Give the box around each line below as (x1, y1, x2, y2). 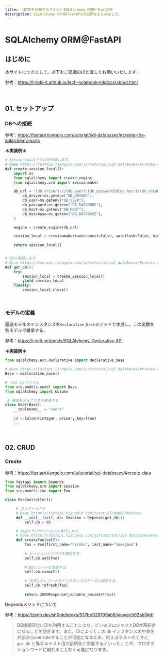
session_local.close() (22, 288, 68, 292)
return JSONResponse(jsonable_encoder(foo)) (24, 592, 116, 597)
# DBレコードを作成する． (24, 565, 69, 570)
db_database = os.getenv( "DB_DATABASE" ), (22, 212, 103, 216)
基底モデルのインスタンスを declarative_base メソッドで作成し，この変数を (5, 321, 154, 327)
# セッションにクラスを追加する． (24, 551, 83, 556)
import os (14, 171, 34, 176)
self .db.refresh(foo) (24, 583, 68, 588)
